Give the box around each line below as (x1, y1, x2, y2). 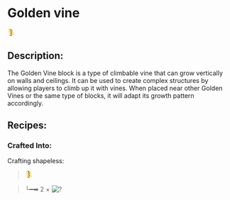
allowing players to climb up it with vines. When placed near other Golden (7, 84, 223, 92)
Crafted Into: (7, 140, 52, 150)
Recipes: (7, 119, 48, 132)
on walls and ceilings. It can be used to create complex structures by (7, 76, 209, 84)
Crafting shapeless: (7, 157, 65, 165)
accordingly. (7, 99, 44, 107)
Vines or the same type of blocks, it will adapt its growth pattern (7, 91, 195, 100)
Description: (7, 50, 64, 62)
